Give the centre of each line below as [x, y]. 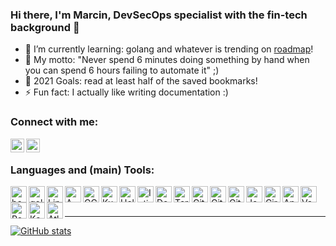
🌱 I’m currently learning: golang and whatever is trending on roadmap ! [169, 49]
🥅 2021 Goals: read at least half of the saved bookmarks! [141, 81]
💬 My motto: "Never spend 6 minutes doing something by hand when [167, 60]
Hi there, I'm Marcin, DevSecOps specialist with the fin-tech [159, 15]
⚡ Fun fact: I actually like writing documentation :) [126, 92]
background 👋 [45, 27]
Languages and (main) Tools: [82, 170]
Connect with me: [54, 122]
